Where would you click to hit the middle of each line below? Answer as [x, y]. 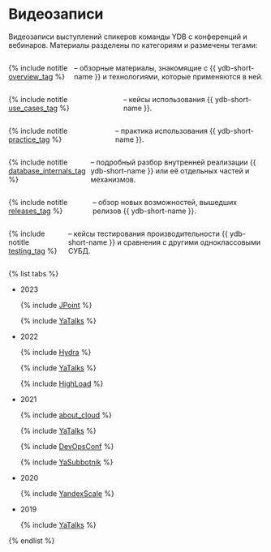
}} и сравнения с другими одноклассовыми [185, 242]
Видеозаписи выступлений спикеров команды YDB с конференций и [128, 36]
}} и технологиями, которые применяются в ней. [179, 76]
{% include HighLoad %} [62, 383]
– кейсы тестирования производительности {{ [148, 233]
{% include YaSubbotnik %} [67, 462]
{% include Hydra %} [56, 352]
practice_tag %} [35, 139]
